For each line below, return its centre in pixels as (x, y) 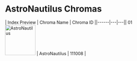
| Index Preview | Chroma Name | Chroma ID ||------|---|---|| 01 (69, 22)
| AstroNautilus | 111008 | (61, 53)
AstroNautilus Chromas (53, 9)
